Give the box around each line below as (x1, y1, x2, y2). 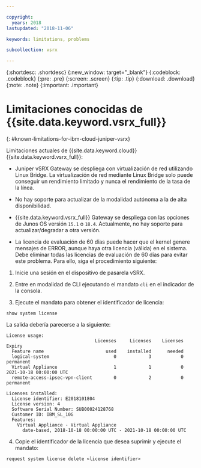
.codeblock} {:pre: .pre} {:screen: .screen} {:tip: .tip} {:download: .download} (6, 75, 195, 82)
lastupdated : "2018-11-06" (6, 25, 74, 31)
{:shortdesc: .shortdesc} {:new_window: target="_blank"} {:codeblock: (6, 69, 181, 76)
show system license (6, 310, 58, 316)
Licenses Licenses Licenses (95, 338, 184, 344)
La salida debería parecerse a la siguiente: (6, 321, 111, 328)
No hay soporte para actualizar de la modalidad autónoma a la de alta (14, 196, 187, 203)
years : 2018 (11, 19, 42, 26)
